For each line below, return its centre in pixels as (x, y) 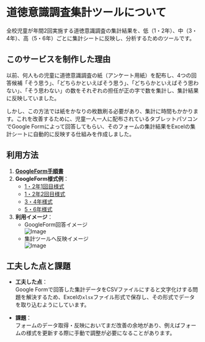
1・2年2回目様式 (45, 194)
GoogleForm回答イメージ (56, 224)
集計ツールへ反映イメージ (56, 238)
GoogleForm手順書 (39, 171)
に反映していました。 (33, 98)
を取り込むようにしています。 (52, 305)
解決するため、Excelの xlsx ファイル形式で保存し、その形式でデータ (110, 297)
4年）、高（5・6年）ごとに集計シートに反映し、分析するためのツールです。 (101, 38)
